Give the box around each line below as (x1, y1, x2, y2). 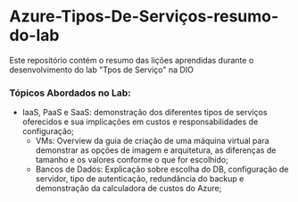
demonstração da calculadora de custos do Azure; (35, 183, 222, 194)
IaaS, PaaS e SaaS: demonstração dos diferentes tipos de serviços (21, 107, 268, 118)
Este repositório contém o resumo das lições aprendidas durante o (9, 55, 254, 65)
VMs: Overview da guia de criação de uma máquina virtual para (35, 136, 269, 147)
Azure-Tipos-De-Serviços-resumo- (9, 6, 279, 27)
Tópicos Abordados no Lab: (9, 87, 131, 99)
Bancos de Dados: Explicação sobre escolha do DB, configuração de (35, 164, 289, 175)
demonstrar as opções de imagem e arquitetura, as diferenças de (35, 145, 277, 156)
